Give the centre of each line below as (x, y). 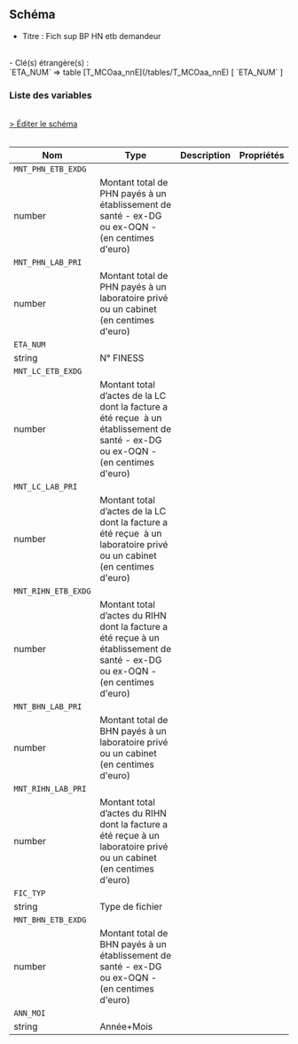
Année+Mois (126, 1027)
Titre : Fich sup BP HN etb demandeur (91, 36)
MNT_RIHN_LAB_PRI (50, 789)
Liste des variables (51, 95)
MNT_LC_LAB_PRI (46, 487)
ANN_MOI (30, 1013)
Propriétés (262, 155)
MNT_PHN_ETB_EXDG (50, 169)
